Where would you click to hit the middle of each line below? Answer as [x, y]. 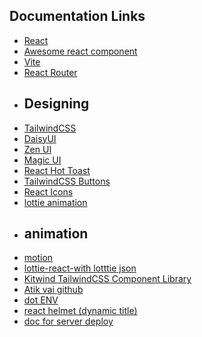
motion [38, 258]
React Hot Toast [57, 170]
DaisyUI [40, 138]
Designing [56, 104]
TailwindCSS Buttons [67, 181]
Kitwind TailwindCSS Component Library [107, 279]
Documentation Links [77, 16]
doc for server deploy [68, 321]
